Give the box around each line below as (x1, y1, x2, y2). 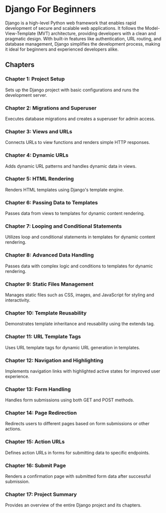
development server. (5, 92, 48, 98)
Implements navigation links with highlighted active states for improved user (5, 368, 161, 374)
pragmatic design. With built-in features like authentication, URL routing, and (5, 36, 162, 42)
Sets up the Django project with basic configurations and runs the (5, 87, 140, 93)
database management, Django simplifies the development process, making (5, 41, 160, 47)
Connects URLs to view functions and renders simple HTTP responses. (5, 139, 150, 145)
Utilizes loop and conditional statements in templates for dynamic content (5, 234, 155, 240)
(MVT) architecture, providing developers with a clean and (37, 30, 156, 36)
